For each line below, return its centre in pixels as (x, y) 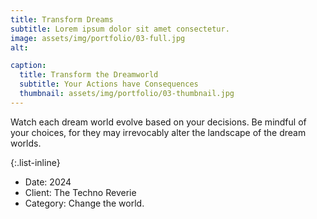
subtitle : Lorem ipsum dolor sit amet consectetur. (120, 29)
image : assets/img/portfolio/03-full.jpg (98, 38)
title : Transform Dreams (62, 19)
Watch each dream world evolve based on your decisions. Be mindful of (158, 122)
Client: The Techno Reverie (80, 192)
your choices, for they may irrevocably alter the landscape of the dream (158, 132)
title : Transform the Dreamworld (89, 75)
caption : (28, 66)
